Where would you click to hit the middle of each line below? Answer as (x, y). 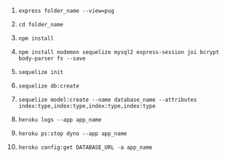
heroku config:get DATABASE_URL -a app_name (85, 147)
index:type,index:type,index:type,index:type (87, 106)
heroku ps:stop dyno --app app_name (72, 134)
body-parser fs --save (52, 58)
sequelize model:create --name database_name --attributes (108, 100)
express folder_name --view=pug (66, 11)
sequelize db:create (49, 86)
